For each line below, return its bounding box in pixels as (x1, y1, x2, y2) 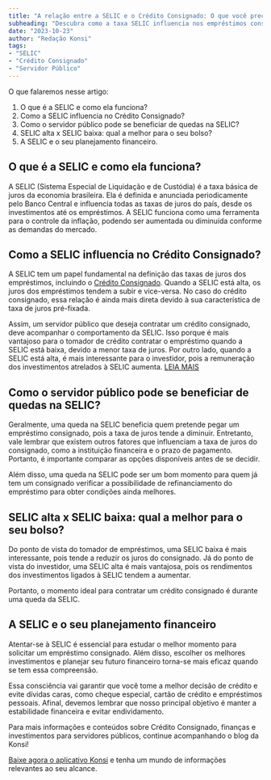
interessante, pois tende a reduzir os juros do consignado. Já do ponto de (8, 553, 254, 563)
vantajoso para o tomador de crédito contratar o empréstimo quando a (8, 336, 243, 346)
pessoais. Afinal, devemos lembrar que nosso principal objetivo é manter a (8, 698, 256, 707)
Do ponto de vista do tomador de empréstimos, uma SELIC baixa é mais (8, 545, 248, 554)
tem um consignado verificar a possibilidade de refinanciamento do (8, 479, 233, 488)
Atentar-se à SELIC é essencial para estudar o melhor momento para (8, 639, 237, 649)
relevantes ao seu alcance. (8, 763, 98, 773)
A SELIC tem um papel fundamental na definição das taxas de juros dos (8, 269, 247, 279)
